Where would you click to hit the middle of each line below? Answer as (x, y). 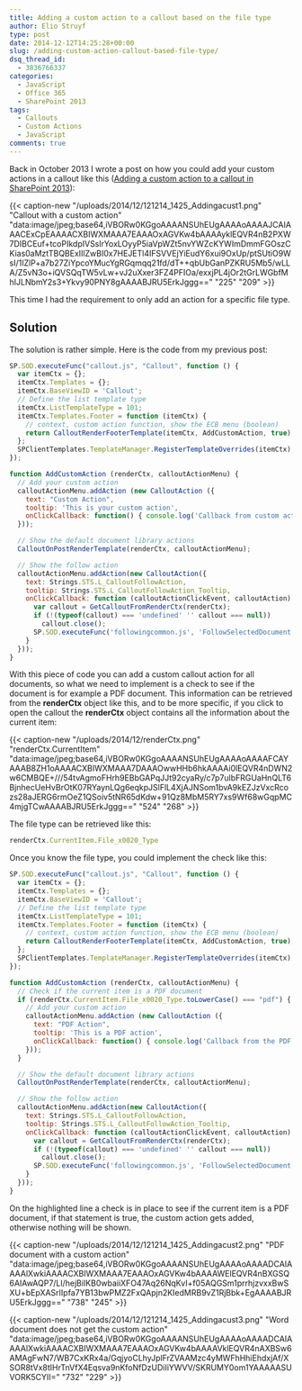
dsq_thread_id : (38, 59)
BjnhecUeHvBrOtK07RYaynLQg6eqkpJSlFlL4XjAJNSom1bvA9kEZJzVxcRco (149, 788)
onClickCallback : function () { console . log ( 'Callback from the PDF (162, 1041)
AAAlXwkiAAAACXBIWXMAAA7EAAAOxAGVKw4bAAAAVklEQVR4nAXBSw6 (151, 1348)
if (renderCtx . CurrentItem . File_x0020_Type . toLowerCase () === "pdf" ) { (155, 999)
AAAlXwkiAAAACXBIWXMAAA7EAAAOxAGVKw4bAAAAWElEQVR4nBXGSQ (150, 1273)
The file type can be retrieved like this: (80, 824)
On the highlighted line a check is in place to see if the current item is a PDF (150, 1208)
